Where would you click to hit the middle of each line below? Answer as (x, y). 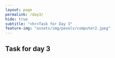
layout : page (19, 10)
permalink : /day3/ (24, 14)
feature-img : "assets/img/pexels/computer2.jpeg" (58, 28)
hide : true (16, 19)
